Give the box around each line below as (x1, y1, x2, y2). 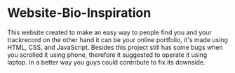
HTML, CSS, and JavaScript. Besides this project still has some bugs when (7, 43, 223, 51)
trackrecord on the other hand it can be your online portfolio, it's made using (7, 35, 228, 44)
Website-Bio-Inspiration (7, 5, 152, 21)
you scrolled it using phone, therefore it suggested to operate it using (7, 51, 208, 59)
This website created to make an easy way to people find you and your (7, 28, 213, 36)
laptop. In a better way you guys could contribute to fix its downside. (7, 58, 206, 66)
